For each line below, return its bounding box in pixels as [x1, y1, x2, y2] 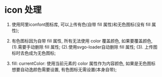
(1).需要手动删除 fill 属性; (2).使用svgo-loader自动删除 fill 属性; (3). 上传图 [11, 44, 158, 50]
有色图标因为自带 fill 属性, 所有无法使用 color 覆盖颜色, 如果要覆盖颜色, [11, 38, 153, 44]
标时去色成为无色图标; [11, 50, 56, 56]
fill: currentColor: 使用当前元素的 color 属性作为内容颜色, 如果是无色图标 [11, 60, 156, 66]
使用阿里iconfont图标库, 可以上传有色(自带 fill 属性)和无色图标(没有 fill [11, 21, 151, 27]
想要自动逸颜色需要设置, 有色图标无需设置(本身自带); [11, 66, 117, 72]
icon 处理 [4, 4, 42, 16]
